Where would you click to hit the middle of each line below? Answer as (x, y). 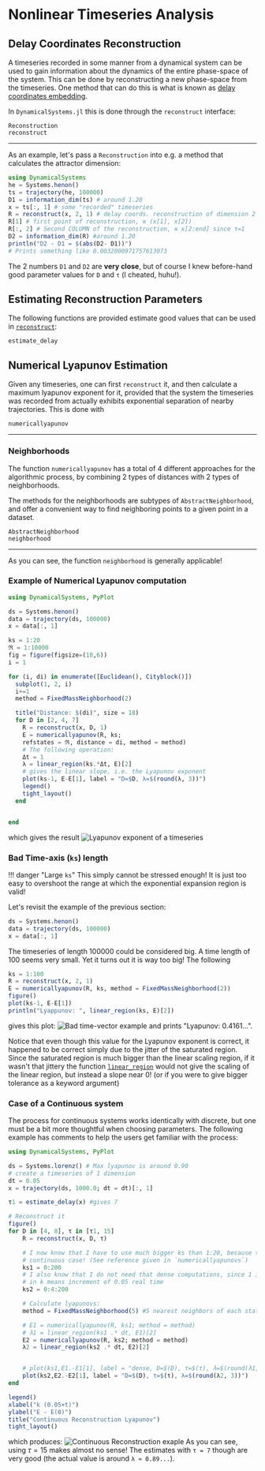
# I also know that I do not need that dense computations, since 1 (137, 1275)
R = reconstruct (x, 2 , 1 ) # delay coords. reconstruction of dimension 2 (132, 215)
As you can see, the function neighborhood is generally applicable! (115, 560)
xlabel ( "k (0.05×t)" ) (44, 1405)
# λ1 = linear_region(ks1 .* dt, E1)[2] (90, 1333)
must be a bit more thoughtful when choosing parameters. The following (125, 1129)
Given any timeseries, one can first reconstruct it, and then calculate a (123, 384)
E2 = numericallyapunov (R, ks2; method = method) (106, 1340)
